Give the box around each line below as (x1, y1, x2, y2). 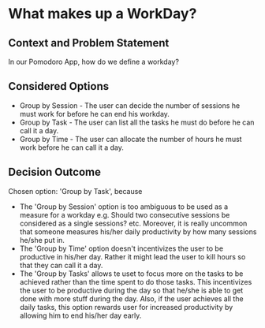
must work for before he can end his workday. (19, 109, 170, 118)
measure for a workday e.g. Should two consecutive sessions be (19, 210, 230, 219)
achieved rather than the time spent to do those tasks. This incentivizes (19, 277, 252, 286)
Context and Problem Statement (8, 36, 170, 50)
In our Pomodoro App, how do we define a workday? (8, 57, 180, 66)
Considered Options (8, 80, 109, 93)
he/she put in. (19, 235, 65, 244)
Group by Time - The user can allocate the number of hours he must (19, 134, 242, 143)
